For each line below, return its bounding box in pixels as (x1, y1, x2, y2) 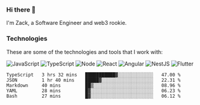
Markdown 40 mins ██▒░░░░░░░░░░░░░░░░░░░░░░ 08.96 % (6, 82, 181, 89)
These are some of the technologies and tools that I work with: (6, 48, 163, 55)
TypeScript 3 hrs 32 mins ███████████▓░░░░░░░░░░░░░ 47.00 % (6, 72, 181, 78)
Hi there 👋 (6, 5, 36, 14)
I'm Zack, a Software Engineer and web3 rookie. (6, 19, 127, 27)
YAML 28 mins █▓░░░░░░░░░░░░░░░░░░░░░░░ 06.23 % (6, 87, 181, 93)
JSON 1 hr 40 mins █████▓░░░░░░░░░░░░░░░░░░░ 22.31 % (6, 77, 181, 83)
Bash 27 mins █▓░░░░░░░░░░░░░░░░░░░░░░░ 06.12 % (6, 93, 181, 99)
